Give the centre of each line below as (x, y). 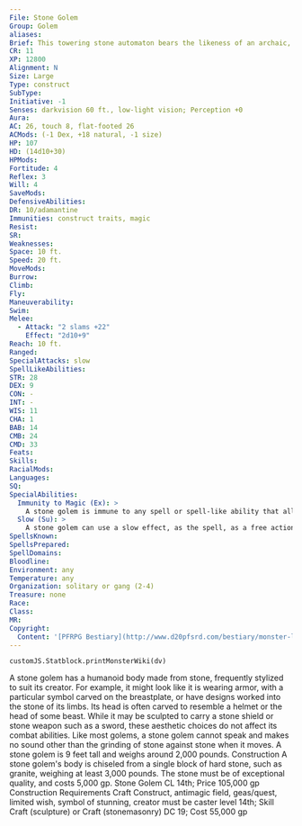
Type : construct (40, 85)
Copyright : (30, 628)
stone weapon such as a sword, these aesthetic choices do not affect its (143, 726)
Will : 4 (24, 185)
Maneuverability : (42, 302)
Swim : (19, 310)
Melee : (22, 319)
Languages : (30, 478)
